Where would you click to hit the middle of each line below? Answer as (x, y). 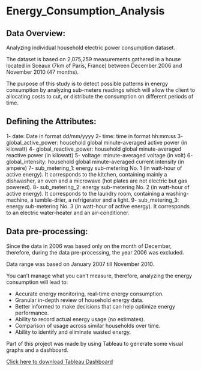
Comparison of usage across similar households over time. (88, 325)
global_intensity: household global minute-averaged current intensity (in (95, 161)
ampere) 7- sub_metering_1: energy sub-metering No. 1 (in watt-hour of (94, 168)
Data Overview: (36, 33)
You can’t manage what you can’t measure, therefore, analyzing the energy (99, 276)
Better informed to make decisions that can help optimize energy (95, 306)
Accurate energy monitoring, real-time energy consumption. (89, 294)
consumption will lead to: (37, 282)
